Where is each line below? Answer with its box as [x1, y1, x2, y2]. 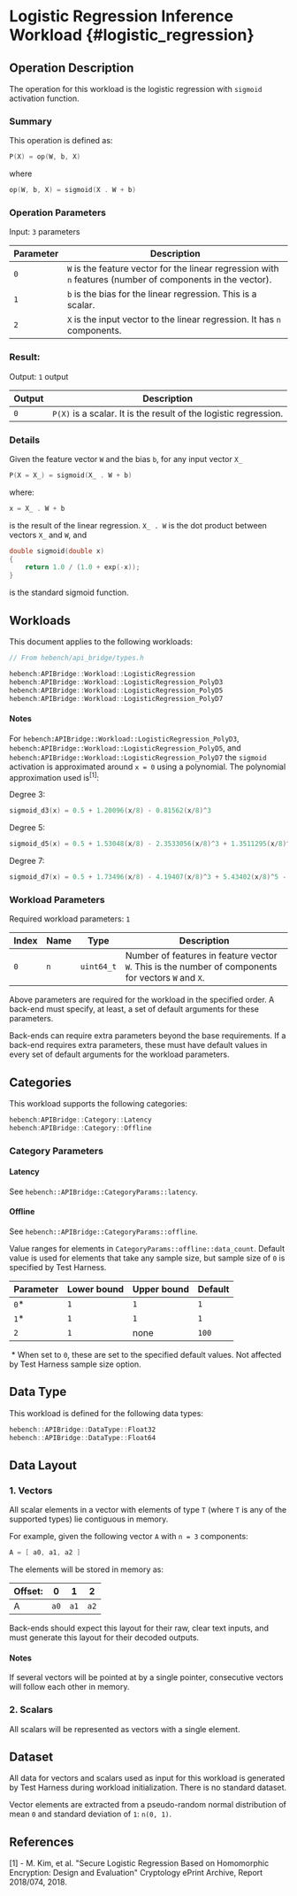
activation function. [9, 93, 80, 104]
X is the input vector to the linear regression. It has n [66, 313, 281, 326]
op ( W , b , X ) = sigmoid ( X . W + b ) [9, 186, 137, 195]
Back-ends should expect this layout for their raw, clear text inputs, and [9, 1622, 270, 1634]
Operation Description [9, 60, 134, 75]
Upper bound [132, 1283, 190, 1296]
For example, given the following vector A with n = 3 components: [9, 1531, 249, 1542]
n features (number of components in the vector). [66, 274, 272, 286]
